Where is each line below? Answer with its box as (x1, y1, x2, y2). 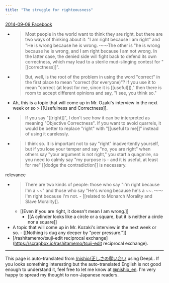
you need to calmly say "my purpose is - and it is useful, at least (25, 157, 158, 163)
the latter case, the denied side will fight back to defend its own (25, 53, 157, 59)
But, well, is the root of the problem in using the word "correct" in (25, 74, 160, 80)
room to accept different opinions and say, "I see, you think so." (25, 90, 157, 96)
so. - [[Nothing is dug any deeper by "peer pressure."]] (12, 230, 127, 236)
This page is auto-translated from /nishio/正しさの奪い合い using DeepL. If (5, 255, 159, 261)
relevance (5, 172, 26, 178)
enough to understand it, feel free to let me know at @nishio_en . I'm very (5, 266, 156, 272)
